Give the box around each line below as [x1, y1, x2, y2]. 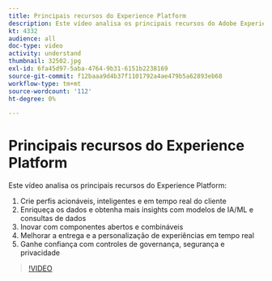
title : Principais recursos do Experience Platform [8, 11, 186, 20]
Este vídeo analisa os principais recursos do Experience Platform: [8, 181, 227, 190]
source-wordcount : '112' [8, 87, 92, 96]
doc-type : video [8, 42, 63, 50]
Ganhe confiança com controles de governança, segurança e [19, 240, 225, 249]
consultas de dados [19, 214, 87, 224]
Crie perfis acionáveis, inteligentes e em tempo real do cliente [19, 196, 227, 206]
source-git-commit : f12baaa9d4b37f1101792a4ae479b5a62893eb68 [8, 72, 223, 80]
